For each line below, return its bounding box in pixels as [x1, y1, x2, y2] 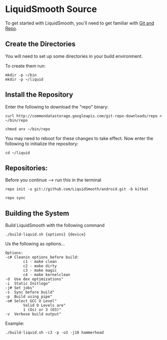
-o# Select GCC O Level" [5, 298, 57, 303]
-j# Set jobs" [5, 285, 35, 290]
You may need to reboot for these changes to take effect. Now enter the [5, 135, 153, 141]
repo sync [5, 195, 26, 200]
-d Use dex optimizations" [5, 276, 64, 282]
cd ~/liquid [5, 150, 30, 155]
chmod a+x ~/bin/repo [5, 126, 50, 131]
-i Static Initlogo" [5, 281, 50, 286]
